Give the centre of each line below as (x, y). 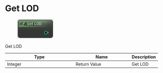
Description (144, 57)
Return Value (89, 64)
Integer (14, 64)
